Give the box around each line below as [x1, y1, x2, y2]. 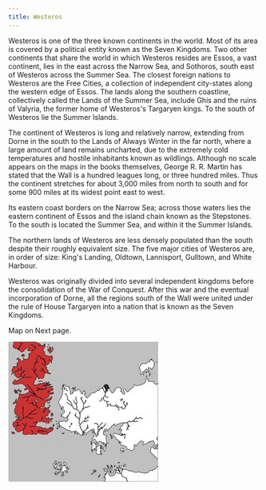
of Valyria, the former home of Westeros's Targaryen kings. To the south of [8, 104, 256, 114]
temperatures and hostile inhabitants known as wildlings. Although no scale [8, 153, 257, 163]
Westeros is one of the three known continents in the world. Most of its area [8, 36, 258, 46]
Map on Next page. [8, 325, 72, 335]
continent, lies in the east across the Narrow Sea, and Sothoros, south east [8, 61, 255, 71]
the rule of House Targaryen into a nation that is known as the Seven [8, 301, 234, 311]
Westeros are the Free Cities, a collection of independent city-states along [8, 78, 253, 88]
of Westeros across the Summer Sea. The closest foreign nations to [8, 70, 231, 79]
